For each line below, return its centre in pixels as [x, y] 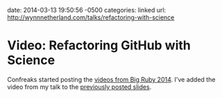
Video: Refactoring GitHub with [99, 46]
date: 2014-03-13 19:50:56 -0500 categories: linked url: [87, 10]
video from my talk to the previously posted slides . [79, 87]
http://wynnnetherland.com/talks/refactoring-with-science [91, 17]
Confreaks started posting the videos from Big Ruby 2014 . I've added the [111, 79]
